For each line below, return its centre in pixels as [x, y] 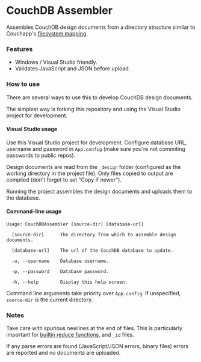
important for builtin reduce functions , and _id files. [70, 335]
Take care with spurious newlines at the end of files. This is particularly [94, 328]
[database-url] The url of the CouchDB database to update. [92, 250]
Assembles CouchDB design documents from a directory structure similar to [101, 27]
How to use [23, 84]
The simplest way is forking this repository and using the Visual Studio [93, 109]
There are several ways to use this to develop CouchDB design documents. [100, 97]
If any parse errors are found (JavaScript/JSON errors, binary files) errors [97, 346]
